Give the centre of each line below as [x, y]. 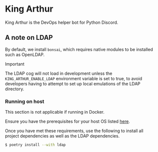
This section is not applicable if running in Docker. [55, 112]
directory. [14, 89]
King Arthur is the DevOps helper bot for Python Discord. [62, 22]
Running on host [25, 101]
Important [15, 64]
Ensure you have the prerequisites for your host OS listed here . [68, 121]
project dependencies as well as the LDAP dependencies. [62, 136]
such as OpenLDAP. [25, 54]
